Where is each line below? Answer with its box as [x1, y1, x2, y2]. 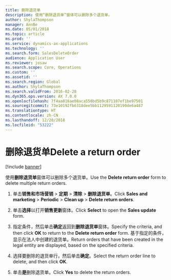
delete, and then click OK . [12, 258, 68, 265]
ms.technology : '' [5, 46, 45, 51]
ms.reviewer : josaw [5, 60, 47, 65]
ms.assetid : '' [5, 75, 38, 80]
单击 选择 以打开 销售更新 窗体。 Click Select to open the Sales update [12, 207, 156, 213]
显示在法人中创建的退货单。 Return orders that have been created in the [12, 236, 163, 242]
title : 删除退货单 [5, 7, 41, 13]
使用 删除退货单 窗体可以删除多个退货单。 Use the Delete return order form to [5, 174, 166, 180]
